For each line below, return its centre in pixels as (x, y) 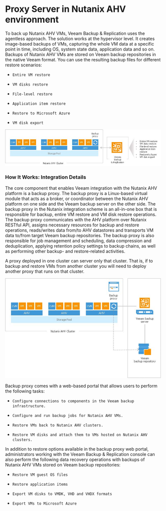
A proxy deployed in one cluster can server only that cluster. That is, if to (79, 260)
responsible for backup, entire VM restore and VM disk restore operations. (81, 214)
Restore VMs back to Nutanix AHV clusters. (58, 425)
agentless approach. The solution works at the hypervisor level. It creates (80, 39)
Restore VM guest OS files (40, 475)
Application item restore (39, 103)
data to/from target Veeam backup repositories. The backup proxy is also (80, 235)
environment (32, 20)
